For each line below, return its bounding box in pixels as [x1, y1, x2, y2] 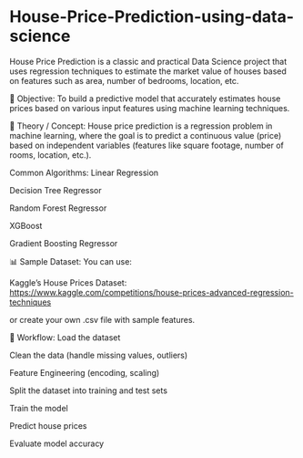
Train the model [9, 402, 68, 413]
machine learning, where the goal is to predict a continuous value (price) [9, 130, 282, 141]
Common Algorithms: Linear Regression [9, 167, 159, 178]
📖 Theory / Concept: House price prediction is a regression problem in [9, 120, 273, 131]
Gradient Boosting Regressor [9, 237, 118, 248]
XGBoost [9, 220, 43, 231]
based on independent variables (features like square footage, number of [9, 140, 284, 151]
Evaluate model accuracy [9, 438, 105, 449]
